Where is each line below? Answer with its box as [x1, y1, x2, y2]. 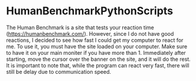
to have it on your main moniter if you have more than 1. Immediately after [6, 49, 186, 56]
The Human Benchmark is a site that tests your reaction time [6, 24, 154, 31]
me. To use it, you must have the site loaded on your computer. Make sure [6, 43, 188, 50]
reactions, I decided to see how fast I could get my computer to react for [6, 36, 184, 43]
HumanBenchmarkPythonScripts [6, 4, 173, 18]
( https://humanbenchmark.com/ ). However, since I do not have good [6, 30, 174, 37]
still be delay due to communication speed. [6, 68, 112, 75]
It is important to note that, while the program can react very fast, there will [6, 61, 189, 69]
